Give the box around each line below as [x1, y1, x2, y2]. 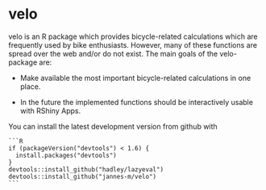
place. [19, 82, 41, 91]
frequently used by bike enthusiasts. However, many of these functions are [8, 40, 258, 49]
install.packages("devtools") [15, 151, 117, 159]
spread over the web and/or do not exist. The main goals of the [8, 49, 218, 58]
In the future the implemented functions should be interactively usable [19, 97, 254, 107]
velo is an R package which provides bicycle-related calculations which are [8, 32, 258, 41]
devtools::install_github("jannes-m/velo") [8, 172, 157, 180]
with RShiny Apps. [19, 106, 81, 116]
